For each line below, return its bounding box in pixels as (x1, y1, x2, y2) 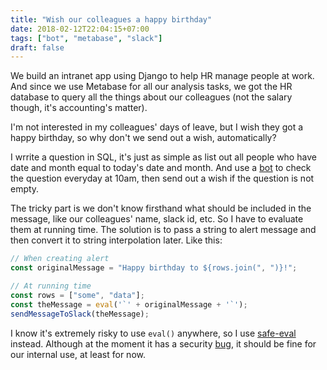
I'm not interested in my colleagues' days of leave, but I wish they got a (10, 121, 304, 133)
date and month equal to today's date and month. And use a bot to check (10, 162, 312, 174)
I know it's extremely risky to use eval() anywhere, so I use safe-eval (10, 327, 297, 339)
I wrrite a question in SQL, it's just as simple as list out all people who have (10, 151, 317, 163)
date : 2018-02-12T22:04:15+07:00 (10, 24, 150, 34)
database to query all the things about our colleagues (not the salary (10, 91, 293, 103)
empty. (10, 183, 40, 195)
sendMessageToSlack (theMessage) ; (10, 309, 150, 319)
